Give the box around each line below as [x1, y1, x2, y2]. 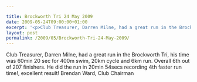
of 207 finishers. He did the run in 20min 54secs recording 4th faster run [6, 63, 182, 70]
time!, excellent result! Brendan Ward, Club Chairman [6, 70, 134, 77]
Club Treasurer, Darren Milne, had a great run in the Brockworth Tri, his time [6, 51, 189, 58]
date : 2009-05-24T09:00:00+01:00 [6, 19, 88, 25]
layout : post [6, 30, 38, 35]
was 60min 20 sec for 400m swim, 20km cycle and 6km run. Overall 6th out [6, 58, 190, 65]
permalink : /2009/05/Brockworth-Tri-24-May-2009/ [6, 35, 130, 41]
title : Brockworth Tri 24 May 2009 [6, 13, 93, 19]
